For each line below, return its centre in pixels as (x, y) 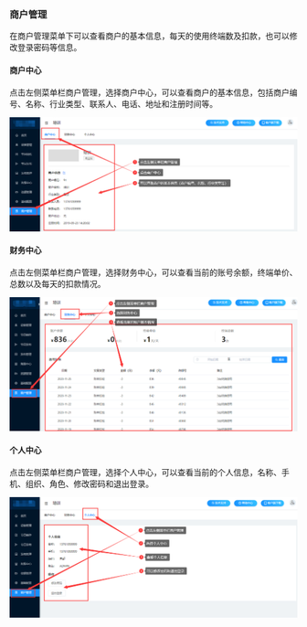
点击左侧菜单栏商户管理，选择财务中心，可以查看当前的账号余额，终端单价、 (153, 272)
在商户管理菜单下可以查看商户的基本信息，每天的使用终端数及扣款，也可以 (149, 36)
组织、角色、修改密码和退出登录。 (89, 484)
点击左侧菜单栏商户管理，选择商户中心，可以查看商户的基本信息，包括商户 (149, 92)
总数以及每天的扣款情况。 (58, 284)
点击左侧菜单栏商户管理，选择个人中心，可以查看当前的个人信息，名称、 (145, 472)
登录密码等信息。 (49, 48)
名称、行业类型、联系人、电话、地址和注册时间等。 (121, 103)
